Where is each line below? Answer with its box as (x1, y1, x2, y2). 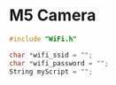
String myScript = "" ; (9, 67, 93, 76)
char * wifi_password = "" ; (9, 58, 109, 67)
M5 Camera (9, 5, 97, 26)
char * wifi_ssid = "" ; (9, 50, 93, 59)
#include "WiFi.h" (9, 35, 77, 43)
